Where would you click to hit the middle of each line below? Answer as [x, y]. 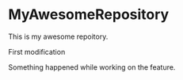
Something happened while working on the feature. [92, 67]
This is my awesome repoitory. [58, 36]
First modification [37, 51]
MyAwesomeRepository [89, 15]
